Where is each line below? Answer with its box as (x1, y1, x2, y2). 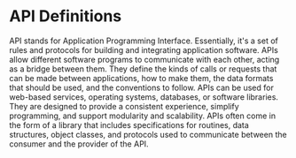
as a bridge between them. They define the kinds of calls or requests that (9, 64, 277, 74)
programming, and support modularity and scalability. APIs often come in (9, 110, 277, 121)
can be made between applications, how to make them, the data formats (9, 72, 274, 83)
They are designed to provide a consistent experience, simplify (9, 101, 239, 111)
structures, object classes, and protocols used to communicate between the (9, 129, 287, 139)
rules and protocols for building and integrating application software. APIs (9, 44, 279, 55)
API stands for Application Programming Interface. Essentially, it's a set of (9, 35, 279, 46)
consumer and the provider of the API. (9, 139, 149, 149)
